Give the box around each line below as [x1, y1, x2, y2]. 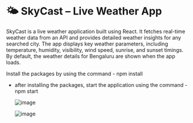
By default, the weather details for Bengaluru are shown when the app [6, 52, 175, 59]
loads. [6, 59, 21, 66]
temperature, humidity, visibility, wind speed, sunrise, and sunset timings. [6, 46, 184, 53]
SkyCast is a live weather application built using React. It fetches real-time [6, 27, 186, 35]
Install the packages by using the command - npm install [6, 70, 143, 77]
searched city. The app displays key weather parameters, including [6, 40, 168, 47]
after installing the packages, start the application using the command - [14, 81, 188, 88]
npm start [14, 87, 38, 94]
